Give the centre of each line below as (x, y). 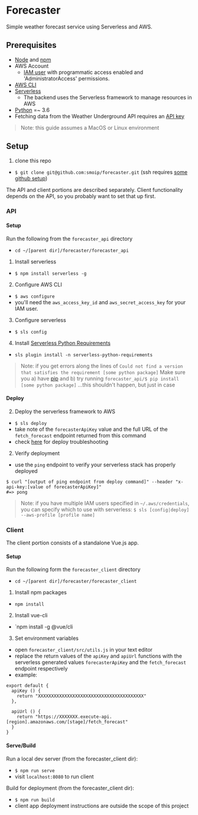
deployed (26, 471)
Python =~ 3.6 (32, 109)
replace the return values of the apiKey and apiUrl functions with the (98, 656)
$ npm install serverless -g (51, 273)
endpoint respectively (41, 669)
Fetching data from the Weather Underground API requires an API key (100, 116)
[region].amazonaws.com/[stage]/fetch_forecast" (67, 722)
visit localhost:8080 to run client (54, 777)
